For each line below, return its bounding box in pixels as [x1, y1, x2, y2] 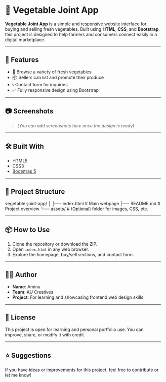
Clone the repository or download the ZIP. [12, 241, 98, 247]
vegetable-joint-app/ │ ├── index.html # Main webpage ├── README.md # [5, 201, 161, 207]
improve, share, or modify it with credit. [5, 331, 85, 337]
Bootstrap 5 [12, 168, 37, 174]
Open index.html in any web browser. [12, 246, 89, 252]
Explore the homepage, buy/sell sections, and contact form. [12, 252, 134, 257]
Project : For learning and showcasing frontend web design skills [12, 294, 144, 300]
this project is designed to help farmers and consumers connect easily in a [5, 31, 157, 37]
